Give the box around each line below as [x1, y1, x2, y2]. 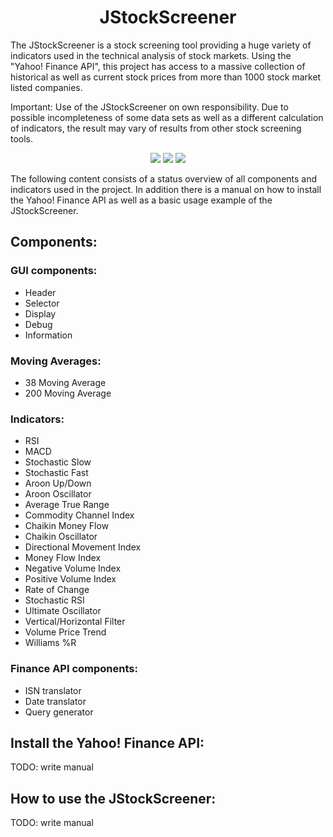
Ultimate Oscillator [24, 605, 102, 617]
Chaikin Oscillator [24, 531, 98, 543]
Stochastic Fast [24, 467, 89, 479]
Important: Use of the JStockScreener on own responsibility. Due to [10, 101, 289, 113]
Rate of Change [24, 584, 90, 596]
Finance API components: [10, 662, 138, 676]
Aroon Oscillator [24, 488, 92, 500]
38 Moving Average [24, 376, 107, 388]
